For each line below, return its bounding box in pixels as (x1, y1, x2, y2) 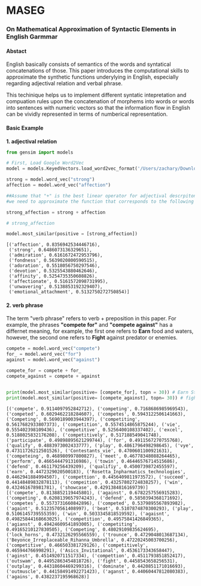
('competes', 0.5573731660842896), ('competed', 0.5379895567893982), (6, 500, 186, 506)
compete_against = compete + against (6, 373, 100, 379)
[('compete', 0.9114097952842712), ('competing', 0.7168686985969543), (6, 405, 188, 411)
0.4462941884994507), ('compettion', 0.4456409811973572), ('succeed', (6, 474, 188, 480)
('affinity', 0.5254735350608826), (8, 274, 98, 280)
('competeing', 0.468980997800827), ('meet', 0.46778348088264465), (6, 453, 181, 459)
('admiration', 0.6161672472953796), (8, 253, 103, 259)
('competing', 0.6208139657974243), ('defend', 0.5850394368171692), (6, 495, 184, 501)
